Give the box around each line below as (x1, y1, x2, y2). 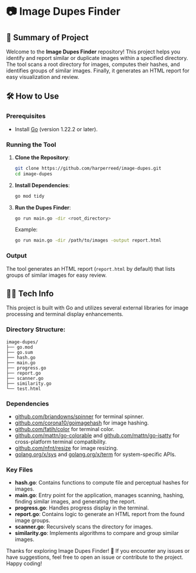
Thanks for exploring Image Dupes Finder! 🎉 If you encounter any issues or (6, 547, 190, 555)
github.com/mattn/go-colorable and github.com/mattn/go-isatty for (14, 432, 180, 439)
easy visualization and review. (6, 74, 80, 80)
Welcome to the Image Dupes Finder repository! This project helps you (6, 48, 181, 55)
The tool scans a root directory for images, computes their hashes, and (6, 61, 180, 68)
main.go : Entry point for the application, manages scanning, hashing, (14, 492, 185, 499)
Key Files (6, 466, 33, 474)
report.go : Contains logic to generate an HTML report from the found (14, 511, 185, 518)
